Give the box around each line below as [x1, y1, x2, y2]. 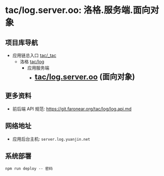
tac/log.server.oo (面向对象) [34, 72, 135, 82]
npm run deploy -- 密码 [5, 166, 53, 172]
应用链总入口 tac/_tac [12, 53, 57, 58]
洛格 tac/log [19, 59, 45, 65]
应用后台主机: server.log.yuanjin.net [12, 136, 90, 142]
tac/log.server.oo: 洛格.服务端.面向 [5, 4, 151, 16]
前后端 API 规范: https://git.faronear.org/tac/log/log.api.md [12, 105, 132, 112]
